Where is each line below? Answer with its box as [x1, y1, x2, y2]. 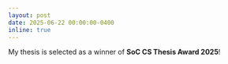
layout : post [8, 11, 51, 20]
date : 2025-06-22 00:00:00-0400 [8, 19, 114, 27]
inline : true [8, 26, 51, 34]
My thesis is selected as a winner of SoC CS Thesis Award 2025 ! [8, 48, 221, 57]
